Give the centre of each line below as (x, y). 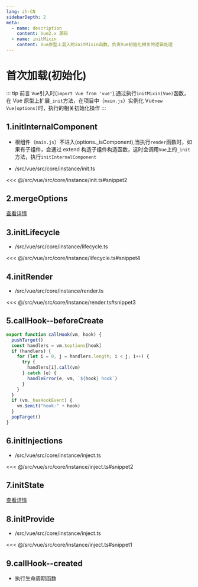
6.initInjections (35, 441)
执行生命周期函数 (35, 578)
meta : (13, 22)
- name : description (37, 28)
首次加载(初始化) (46, 76)
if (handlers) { (31, 351)
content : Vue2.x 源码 (42, 34)
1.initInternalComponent (52, 127)
